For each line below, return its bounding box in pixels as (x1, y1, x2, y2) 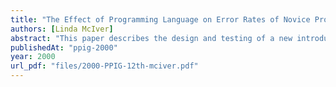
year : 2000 (10, 52, 56, 62)
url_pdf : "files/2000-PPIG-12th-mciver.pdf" (10, 61, 199, 71)
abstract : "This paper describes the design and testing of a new (10, 33, 293, 43)
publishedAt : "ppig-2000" (10, 42, 118, 53)
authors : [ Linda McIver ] (10, 24, 114, 34)
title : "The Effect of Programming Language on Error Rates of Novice (10, 14, 311, 25)
